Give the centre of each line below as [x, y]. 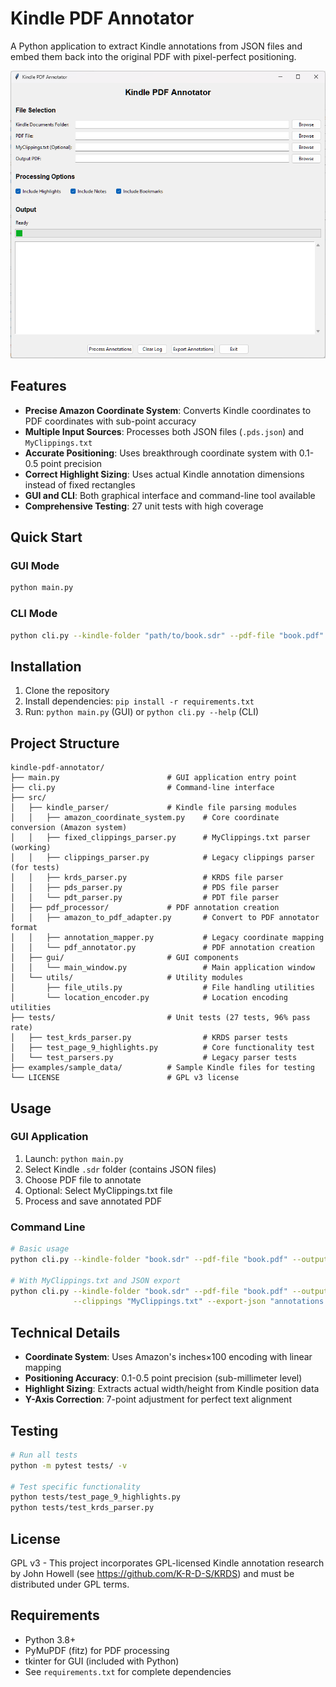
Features [38, 386]
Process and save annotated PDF [93, 1201]
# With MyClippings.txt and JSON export [96, 1280]
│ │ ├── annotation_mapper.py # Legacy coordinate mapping [167, 938]
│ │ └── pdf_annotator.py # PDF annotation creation [162, 948]
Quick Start [46, 537]
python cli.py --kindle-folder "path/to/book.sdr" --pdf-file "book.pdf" [167, 635]
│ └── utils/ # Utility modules [127, 978]
